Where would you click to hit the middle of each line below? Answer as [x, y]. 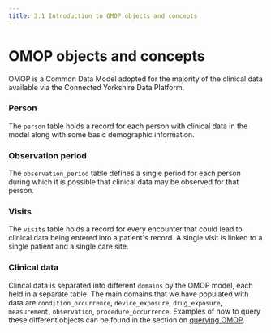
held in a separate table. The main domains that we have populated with [129, 294]
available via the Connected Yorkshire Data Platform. [97, 87]
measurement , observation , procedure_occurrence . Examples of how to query [135, 311]
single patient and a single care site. [69, 247]
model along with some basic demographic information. [101, 134]
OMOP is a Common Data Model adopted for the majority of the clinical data [136, 79]
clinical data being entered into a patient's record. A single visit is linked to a [135, 238]
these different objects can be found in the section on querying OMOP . [127, 320]
